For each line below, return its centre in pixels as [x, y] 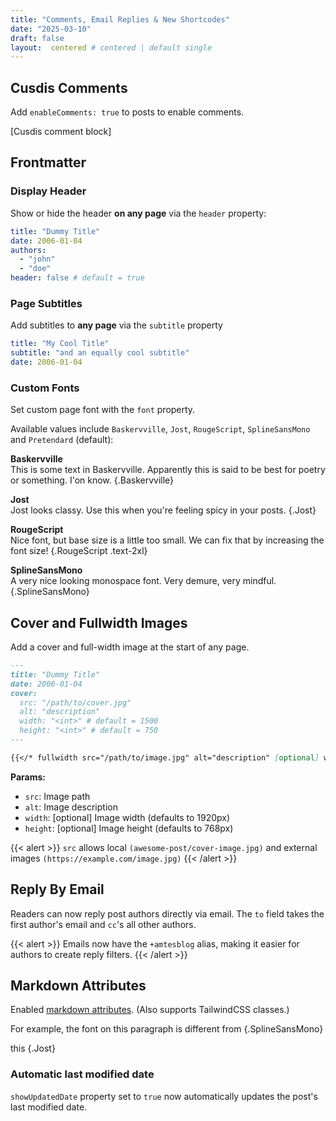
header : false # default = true [77, 278]
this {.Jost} [33, 1048]
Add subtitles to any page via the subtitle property [116, 325]
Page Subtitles [46, 303]
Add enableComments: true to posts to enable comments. [127, 112]
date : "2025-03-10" [51, 29]
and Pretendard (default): [62, 440]
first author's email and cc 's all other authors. [103, 924]
